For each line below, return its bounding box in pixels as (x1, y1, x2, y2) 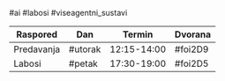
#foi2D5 (175, 57, 209, 70)
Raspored (16, 28, 58, 40)
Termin (122, 28, 154, 40)
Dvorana (175, 28, 212, 40)
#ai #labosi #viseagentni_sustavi (9, 8, 128, 18)
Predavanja (13, 43, 61, 55)
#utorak (69, 43, 101, 55)
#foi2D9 (175, 43, 209, 55)
